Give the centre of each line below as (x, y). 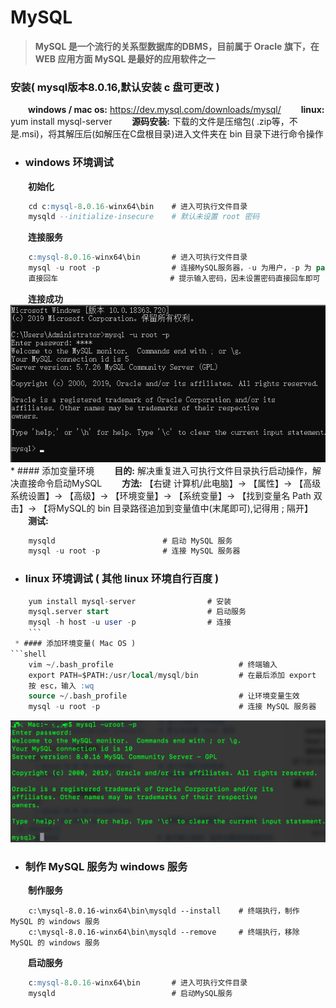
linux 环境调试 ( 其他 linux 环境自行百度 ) (122, 579)
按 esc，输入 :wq (61, 686)
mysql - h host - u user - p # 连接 (130, 622)
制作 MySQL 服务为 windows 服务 (106, 866)
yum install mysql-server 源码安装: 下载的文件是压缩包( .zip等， (150, 122)
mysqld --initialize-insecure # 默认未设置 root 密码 (144, 217)
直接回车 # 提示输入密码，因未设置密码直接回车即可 (174, 279)
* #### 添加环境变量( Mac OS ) (75, 644)
